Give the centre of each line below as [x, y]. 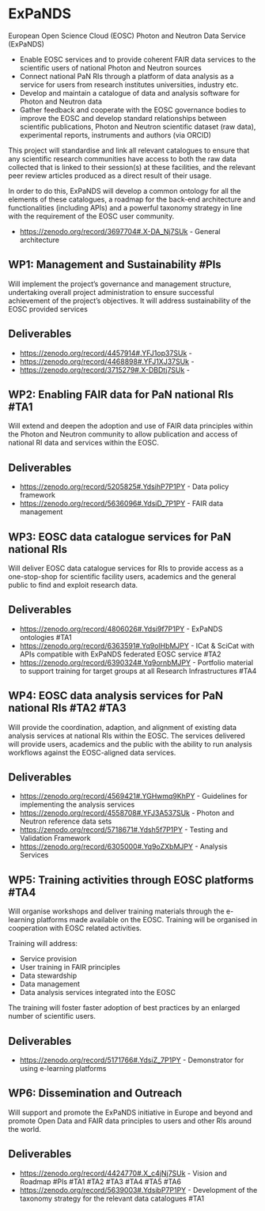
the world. [25, 1129]
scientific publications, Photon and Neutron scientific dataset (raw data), [138, 127]
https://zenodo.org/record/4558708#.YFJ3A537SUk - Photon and [127, 813]
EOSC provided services [48, 308]
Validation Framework [55, 838]
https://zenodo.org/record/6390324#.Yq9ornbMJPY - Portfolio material [136, 662]
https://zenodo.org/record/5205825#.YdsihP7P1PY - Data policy [124, 486]
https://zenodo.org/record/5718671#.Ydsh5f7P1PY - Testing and [123, 830]
